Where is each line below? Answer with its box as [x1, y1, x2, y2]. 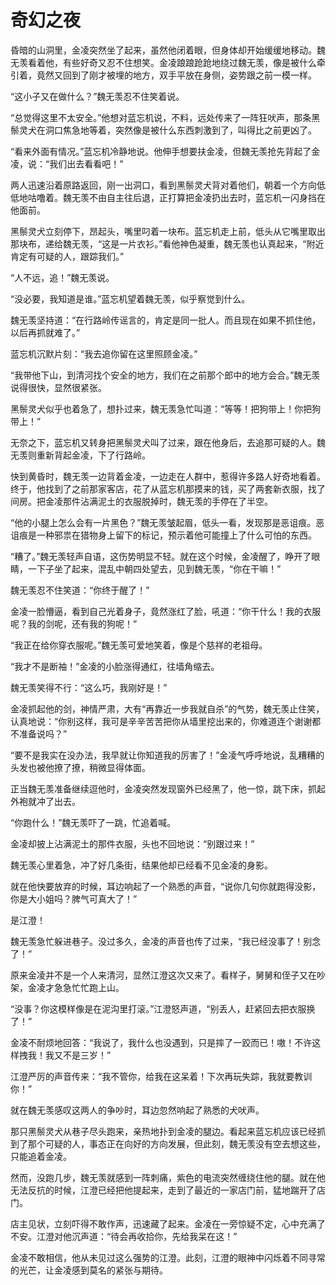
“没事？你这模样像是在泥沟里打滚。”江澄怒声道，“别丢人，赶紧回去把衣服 [10, 1002, 307, 1015]
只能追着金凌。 [10, 1150, 72, 1162]
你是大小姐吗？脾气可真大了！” [10, 892, 138, 905]
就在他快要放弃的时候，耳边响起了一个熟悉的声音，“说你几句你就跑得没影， [10, 880, 322, 892]
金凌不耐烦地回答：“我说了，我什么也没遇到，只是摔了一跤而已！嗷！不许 [10, 1036, 313, 1048]
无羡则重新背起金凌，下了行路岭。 [10, 449, 151, 461]
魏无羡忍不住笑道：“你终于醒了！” [10, 584, 150, 596]
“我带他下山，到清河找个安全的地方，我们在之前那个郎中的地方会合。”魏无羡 [10, 369, 321, 381]
